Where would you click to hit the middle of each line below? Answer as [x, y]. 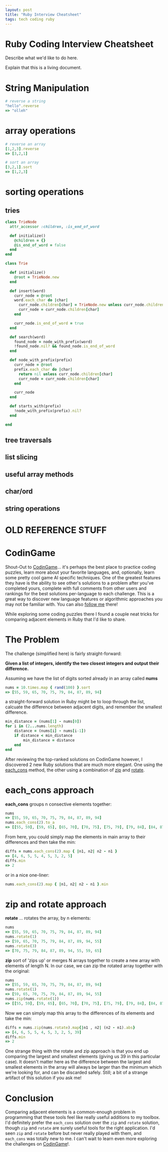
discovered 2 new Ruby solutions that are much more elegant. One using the [84, 764]
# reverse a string [25, 101]
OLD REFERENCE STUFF [56, 530]
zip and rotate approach [56, 904]
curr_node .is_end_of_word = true [49, 323]
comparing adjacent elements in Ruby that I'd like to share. [65, 619]
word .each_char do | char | [41, 300]
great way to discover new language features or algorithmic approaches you [84, 599]
